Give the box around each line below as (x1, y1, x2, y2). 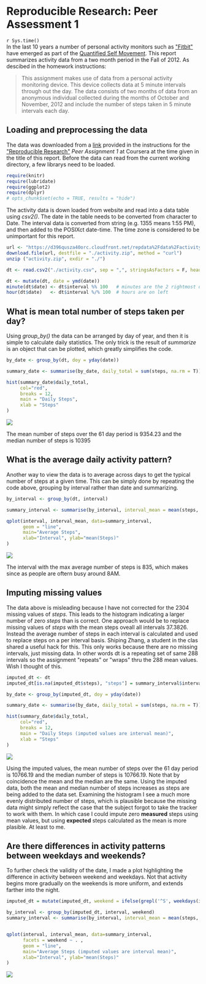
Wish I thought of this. (6, 663, 63, 670)
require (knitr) (6, 172, 45, 179)
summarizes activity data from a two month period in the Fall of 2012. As (6, 56, 189, 63)
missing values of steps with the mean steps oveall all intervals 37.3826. (6, 623, 188, 631)
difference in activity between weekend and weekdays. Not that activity (6, 873, 188, 881)
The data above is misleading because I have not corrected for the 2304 (6, 604, 189, 611)
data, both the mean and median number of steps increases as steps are (6, 784, 190, 791)
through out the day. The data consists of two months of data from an (21, 87, 197, 94)
